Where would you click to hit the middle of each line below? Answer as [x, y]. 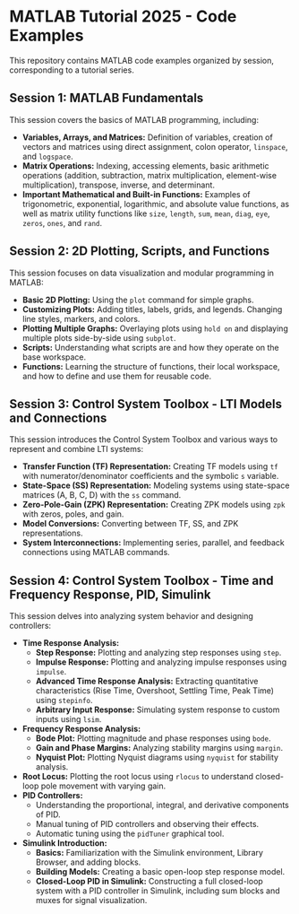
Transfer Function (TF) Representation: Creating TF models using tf [150, 466]
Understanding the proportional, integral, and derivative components [162, 805]
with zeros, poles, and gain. [73, 514]
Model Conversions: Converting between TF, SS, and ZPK [130, 524]
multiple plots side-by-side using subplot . [99, 337]
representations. [52, 533]
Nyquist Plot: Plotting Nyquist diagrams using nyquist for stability [157, 757]
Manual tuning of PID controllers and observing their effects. [147, 824]
